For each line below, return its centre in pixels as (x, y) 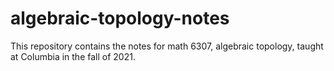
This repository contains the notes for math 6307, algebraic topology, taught (167, 46)
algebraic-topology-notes (120, 18)
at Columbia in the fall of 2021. (73, 56)
